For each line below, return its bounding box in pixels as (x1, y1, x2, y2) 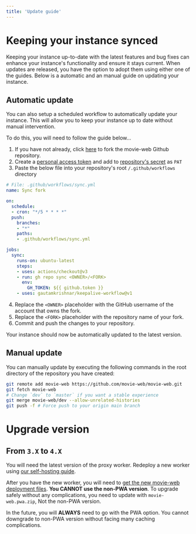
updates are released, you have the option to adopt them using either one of (6, 66, 191, 73)
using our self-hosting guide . (6, 468, 76, 475)
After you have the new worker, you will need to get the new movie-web (6, 479, 180, 487)
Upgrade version (6, 423, 90, 436)
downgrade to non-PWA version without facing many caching (6, 515, 156, 522)
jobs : (6, 247, 19, 253)
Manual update (6, 348, 63, 358)
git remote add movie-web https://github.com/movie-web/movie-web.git (6, 381, 183, 387)
